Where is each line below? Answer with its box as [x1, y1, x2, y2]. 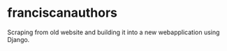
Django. [7, 35, 30, 43]
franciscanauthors [7, 5, 117, 21]
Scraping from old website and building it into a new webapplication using [7, 28, 220, 36]
